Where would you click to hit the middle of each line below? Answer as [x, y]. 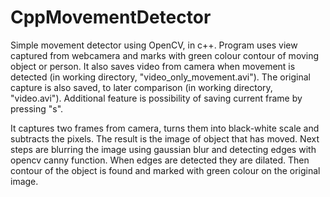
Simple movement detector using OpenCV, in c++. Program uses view [154, 45]
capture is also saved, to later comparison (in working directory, [141, 87]
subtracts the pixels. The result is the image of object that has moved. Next [165, 138]
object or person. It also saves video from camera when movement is [153, 66]
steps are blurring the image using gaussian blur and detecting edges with [163, 149]
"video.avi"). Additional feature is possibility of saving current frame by [156, 98]
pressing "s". [37, 108]
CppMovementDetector [111, 17]
